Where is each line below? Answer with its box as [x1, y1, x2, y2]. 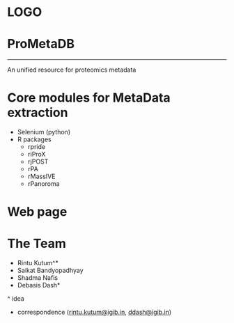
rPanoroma [27, 180, 61, 188]
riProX [27, 150, 46, 159]
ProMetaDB [7, 36, 75, 52]
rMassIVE [27, 172, 56, 181]
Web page [7, 204, 68, 220]
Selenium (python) [17, 128, 71, 136]
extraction [7, 105, 68, 120]
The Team [7, 236, 66, 251]
